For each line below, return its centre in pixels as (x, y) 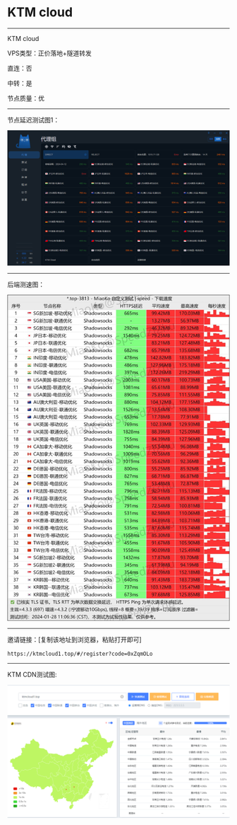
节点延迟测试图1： (34, 120)
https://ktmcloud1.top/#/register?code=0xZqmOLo (80, 654)
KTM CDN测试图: (32, 674)
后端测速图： (26, 284)
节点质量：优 (26, 98)
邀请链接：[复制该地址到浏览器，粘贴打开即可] (75, 639)
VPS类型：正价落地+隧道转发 (49, 53)
